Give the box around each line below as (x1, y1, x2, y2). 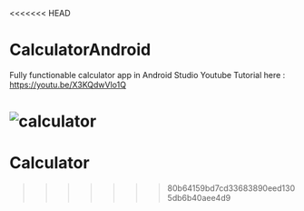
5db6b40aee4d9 (167, 193, 231, 204)
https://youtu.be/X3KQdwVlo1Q (9, 79, 127, 90)
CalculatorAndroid (9, 40, 152, 60)
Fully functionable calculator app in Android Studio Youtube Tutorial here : (9, 69, 286, 80)
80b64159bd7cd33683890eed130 (167, 183, 296, 194)
